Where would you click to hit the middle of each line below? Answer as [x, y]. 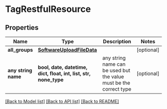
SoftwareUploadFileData [68, 50]
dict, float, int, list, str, [64, 73]
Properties [22, 28]
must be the [116, 83]
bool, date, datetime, [63, 67]
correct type [117, 89]
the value [113, 77]
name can [114, 64]
